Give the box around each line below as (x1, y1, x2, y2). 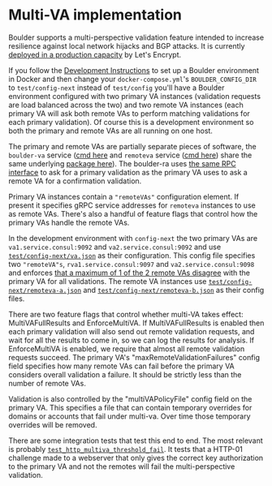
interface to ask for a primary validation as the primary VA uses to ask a (8, 167, 248, 177)
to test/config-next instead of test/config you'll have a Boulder (8, 83, 225, 92)
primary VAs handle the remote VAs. (8, 217, 130, 227)
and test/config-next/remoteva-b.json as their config (83, 285, 265, 295)
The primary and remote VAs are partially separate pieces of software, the (8, 141, 257, 151)
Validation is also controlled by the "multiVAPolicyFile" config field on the (8, 394, 253, 403)
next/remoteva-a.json (8, 286, 82, 295)
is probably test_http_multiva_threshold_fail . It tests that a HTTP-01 (8, 444, 244, 454)
